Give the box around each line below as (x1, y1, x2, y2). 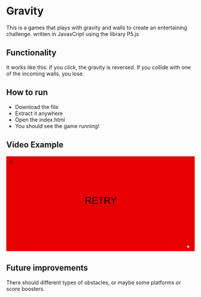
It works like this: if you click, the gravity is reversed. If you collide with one (6, 63, 191, 71)
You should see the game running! (14, 122, 100, 129)
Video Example (6, 140, 64, 150)
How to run (6, 87, 48, 98)
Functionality (6, 48, 57, 58)
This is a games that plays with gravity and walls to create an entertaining (6, 24, 187, 31)
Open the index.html (14, 116, 65, 123)
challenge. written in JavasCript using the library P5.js (6, 30, 139, 37)
